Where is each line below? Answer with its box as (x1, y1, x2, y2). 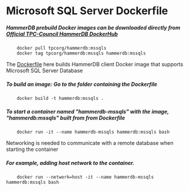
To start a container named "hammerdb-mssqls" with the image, (6, 108, 169, 115)
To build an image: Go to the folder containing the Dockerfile (6, 80, 158, 88)
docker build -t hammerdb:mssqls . (16, 96, 104, 102)
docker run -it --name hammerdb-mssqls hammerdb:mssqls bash (16, 129, 170, 135)
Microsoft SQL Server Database (6, 67, 84, 75)
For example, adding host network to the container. (6, 159, 135, 166)
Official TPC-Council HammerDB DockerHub (6, 30, 118, 37)
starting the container (6, 146, 59, 153)
